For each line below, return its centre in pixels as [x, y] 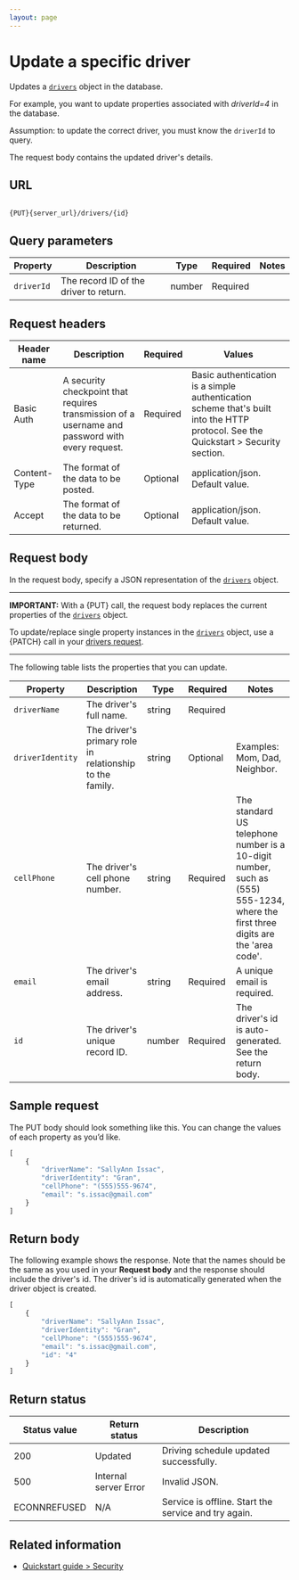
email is [252, 982]
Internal [111, 1477]
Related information [65, 1545]
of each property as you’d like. [65, 1137]
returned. [82, 527]
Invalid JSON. [190, 1482]
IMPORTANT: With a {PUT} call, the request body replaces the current [138, 605]
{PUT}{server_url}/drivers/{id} [69, 214]
